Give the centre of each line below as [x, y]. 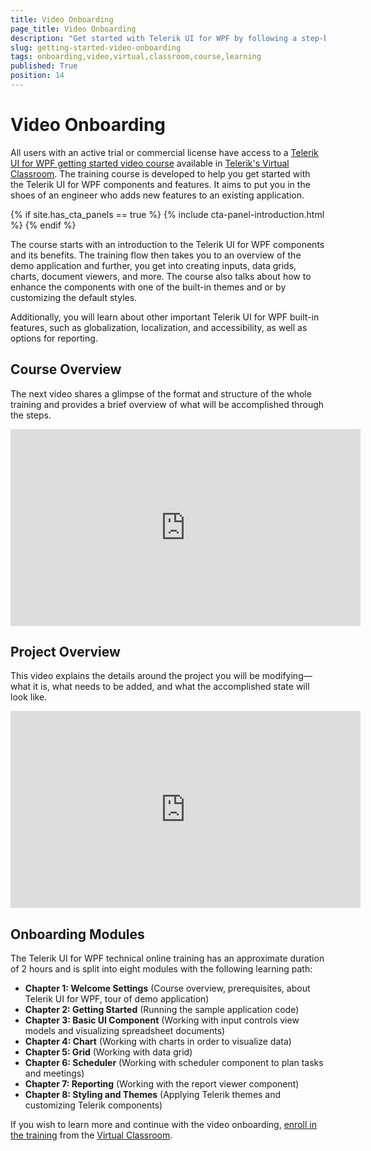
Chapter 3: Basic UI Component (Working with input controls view [162, 1020]
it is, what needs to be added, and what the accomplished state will [171, 687]
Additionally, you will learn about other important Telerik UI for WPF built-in [165, 317]
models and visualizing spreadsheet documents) [125, 1031]
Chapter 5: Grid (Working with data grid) [108, 1052]
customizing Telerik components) [93, 1105]
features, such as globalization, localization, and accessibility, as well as [159, 327]
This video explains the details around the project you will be [135, 676]
